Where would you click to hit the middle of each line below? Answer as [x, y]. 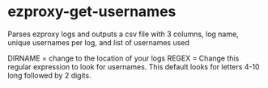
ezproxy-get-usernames [92, 12]
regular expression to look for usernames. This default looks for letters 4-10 [134, 66]
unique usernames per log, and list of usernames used [98, 42]
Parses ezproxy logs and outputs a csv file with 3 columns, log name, [123, 34]
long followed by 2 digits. [49, 75]
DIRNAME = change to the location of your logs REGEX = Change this [123, 58]
